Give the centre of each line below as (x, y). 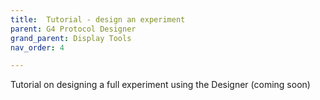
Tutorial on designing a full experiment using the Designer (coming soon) (160, 85)
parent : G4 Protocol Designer (73, 29)
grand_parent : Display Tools (71, 38)
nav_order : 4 (37, 47)
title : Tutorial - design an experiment (98, 19)
